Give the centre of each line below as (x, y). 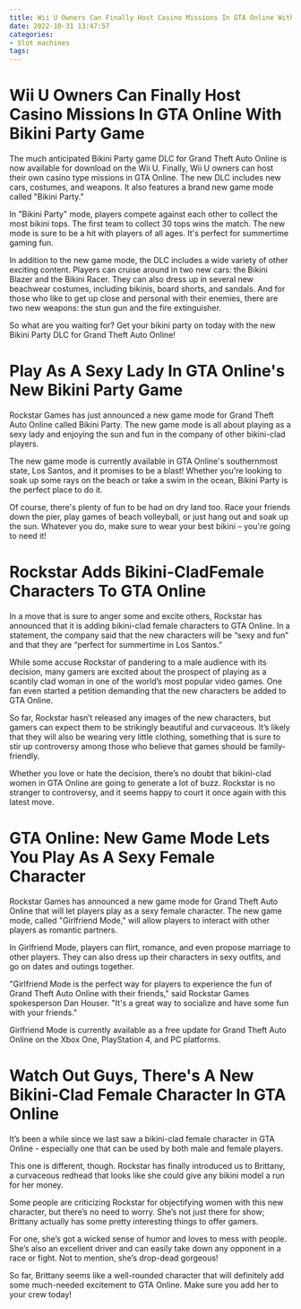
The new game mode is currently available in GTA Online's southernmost (144, 461)
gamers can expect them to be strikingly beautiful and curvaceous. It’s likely (150, 727)
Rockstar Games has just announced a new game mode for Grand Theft (142, 415)
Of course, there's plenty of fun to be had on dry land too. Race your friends (150, 507)
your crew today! (40, 1294)
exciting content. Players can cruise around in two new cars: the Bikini (139, 270)
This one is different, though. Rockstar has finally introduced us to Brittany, (147, 1165)
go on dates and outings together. (72, 966)
